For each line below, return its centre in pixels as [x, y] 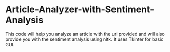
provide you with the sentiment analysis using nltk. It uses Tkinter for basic [84, 39]
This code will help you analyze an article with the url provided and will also [85, 34]
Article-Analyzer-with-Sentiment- [80, 9]
